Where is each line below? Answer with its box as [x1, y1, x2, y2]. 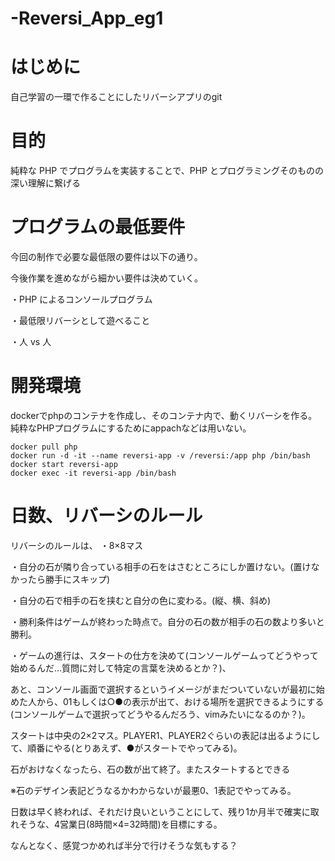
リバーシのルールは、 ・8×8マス [10, 539, 144, 551]
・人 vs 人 [10, 336, 52, 347]
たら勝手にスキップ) [27, 573, 111, 585]
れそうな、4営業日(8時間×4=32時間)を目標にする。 [10, 818, 223, 830]
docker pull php [10, 442, 78, 452]
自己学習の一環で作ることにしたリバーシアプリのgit [10, 91, 223, 103]
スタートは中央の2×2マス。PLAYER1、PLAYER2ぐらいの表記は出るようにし [10, 729, 321, 741]
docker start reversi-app [10, 459, 118, 469]
